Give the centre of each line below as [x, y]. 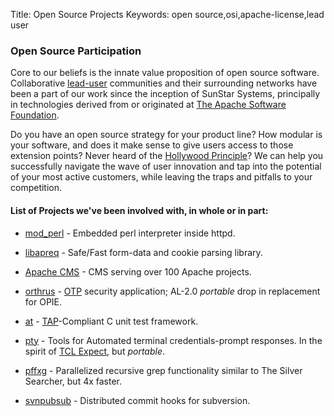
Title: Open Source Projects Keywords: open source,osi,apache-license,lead [167, 14]
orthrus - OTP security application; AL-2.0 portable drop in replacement [172, 291]
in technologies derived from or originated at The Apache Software [148, 105]
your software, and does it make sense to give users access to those [152, 145]
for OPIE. [43, 301]
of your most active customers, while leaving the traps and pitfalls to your [161, 177]
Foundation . [35, 115]
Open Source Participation [76, 51]
